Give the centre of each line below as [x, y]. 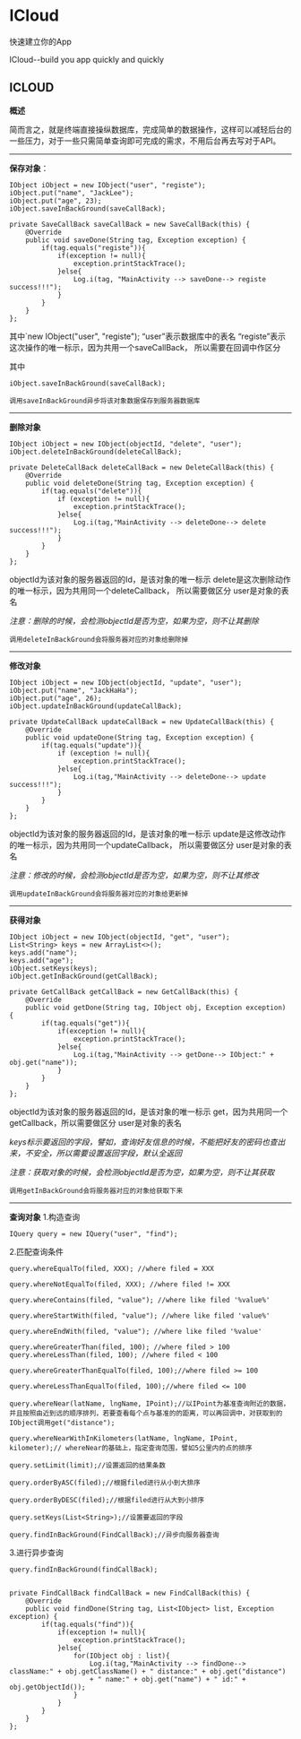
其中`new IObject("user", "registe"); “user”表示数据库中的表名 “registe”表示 [148, 336]
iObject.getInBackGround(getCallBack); [84, 976]
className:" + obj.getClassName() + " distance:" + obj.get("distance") [148, 1671]
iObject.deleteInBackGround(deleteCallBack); [95, 452]
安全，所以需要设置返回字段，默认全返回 [107, 1153]
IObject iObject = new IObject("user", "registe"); [107, 185]
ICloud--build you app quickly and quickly [86, 59]
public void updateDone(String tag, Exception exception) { [140, 737]
